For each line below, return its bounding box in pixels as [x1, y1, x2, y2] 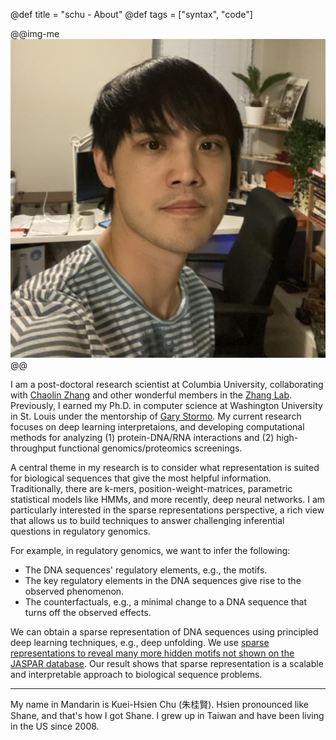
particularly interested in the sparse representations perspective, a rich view [10, 504, 325, 516]
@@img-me [10, 28, 60, 39]
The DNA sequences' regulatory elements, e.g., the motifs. [24, 564, 268, 576]
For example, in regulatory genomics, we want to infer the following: [10, 544, 291, 556]
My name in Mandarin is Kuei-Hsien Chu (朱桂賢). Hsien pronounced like [10, 698, 309, 710]
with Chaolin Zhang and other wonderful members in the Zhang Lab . [10, 389, 293, 401]
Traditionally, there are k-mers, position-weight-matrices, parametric [10, 482, 293, 494]
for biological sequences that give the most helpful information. [10, 472, 272, 484]
